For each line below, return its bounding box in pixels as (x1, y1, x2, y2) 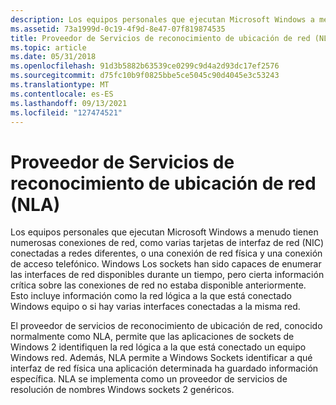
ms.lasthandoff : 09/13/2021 (10, 98, 128, 108)
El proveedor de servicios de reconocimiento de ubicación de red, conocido (10, 320, 323, 332)
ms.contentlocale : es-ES (10, 89, 114, 99)
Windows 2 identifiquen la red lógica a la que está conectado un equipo (10, 341, 307, 353)
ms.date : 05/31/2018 (10, 52, 97, 62)
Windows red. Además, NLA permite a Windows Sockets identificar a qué (10, 352, 313, 364)
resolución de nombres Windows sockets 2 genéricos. (10, 384, 235, 396)
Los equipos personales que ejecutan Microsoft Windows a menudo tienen (10, 226, 319, 238)
